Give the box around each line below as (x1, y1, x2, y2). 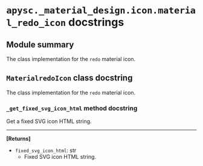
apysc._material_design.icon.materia (6, 5, 196, 16)
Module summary (6, 39, 74, 49)
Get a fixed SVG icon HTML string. (6, 118, 92, 125)
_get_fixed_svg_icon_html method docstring (6, 104, 138, 112)
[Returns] (6, 135, 31, 142)
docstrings (68, 16, 124, 29)
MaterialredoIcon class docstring (6, 73, 133, 83)
